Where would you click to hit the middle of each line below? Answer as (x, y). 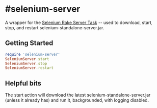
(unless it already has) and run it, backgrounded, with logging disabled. (77, 100)
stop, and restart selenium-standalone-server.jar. (55, 27)
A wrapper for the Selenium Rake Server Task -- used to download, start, (79, 22)
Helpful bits (23, 83)
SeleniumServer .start (27, 59)
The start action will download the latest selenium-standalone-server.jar (78, 95)
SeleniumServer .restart (29, 68)
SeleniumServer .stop (26, 64)
